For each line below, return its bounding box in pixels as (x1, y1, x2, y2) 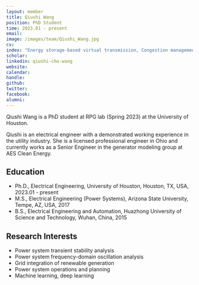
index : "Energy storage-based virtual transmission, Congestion (6, 47, 168, 53)
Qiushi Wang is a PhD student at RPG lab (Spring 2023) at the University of (6, 113, 189, 120)
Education (6, 167, 45, 177)
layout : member (6, 8, 44, 15)
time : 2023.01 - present (6, 25, 68, 31)
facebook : (6, 91, 31, 97)
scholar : (6, 53, 28, 59)
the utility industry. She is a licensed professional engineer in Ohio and (6, 137, 178, 144)
